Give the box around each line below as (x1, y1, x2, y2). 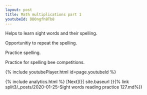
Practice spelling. (5, 49, 41, 55)
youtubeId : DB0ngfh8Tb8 (5, 16, 55, 21)
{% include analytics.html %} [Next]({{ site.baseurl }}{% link (5, 78, 129, 85)
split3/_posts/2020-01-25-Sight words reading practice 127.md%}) (5, 84, 142, 90)
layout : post (5, 7, 32, 12)
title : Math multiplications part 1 (5, 12, 81, 17)
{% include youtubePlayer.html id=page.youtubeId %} (5, 69, 116, 75)
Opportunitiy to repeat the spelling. (5, 40, 77, 46)
